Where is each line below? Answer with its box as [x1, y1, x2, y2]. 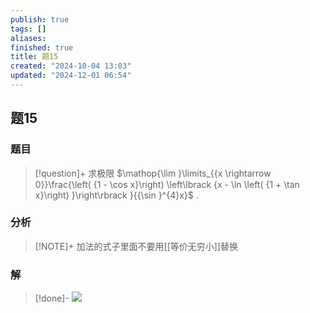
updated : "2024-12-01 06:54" [10, 71, 132, 81]
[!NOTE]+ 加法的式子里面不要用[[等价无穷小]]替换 [34, 240, 238, 252]
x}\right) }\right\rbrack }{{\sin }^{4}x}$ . [34, 189, 199, 201]
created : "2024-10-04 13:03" [10, 61, 132, 71]
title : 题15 [10, 52, 59, 62]
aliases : [10, 33, 47, 43]
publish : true [10, 14, 70, 25]
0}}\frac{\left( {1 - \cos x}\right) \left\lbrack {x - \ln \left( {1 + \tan [34, 178, 300, 190]
